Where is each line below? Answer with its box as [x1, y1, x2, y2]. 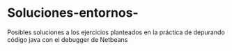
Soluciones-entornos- [7, 5, 139, 21]
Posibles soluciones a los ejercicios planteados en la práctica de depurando [7, 28, 225, 36]
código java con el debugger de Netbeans [7, 35, 128, 43]
